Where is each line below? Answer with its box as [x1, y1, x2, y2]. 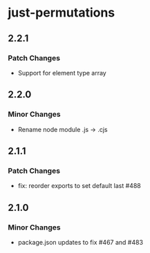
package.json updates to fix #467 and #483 [17, 238, 144, 246]
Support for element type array [17, 68, 106, 77]
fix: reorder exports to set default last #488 [17, 182, 141, 190]
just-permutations [8, 5, 115, 21]
